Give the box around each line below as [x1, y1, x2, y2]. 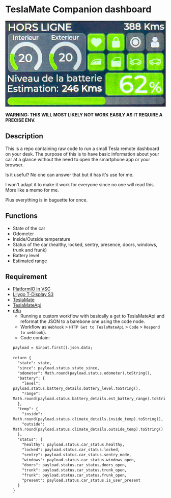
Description [5, 132, 43, 141]
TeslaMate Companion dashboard [5, 4, 152, 15]
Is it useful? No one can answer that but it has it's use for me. [5, 171, 134, 178]
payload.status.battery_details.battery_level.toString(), [12, 386, 141, 391]
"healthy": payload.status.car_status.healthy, [22, 442, 125, 447]
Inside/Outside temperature [12, 236, 71, 242]
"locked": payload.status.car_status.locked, [22, 447, 121, 453]
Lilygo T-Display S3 [12, 291, 54, 297]
